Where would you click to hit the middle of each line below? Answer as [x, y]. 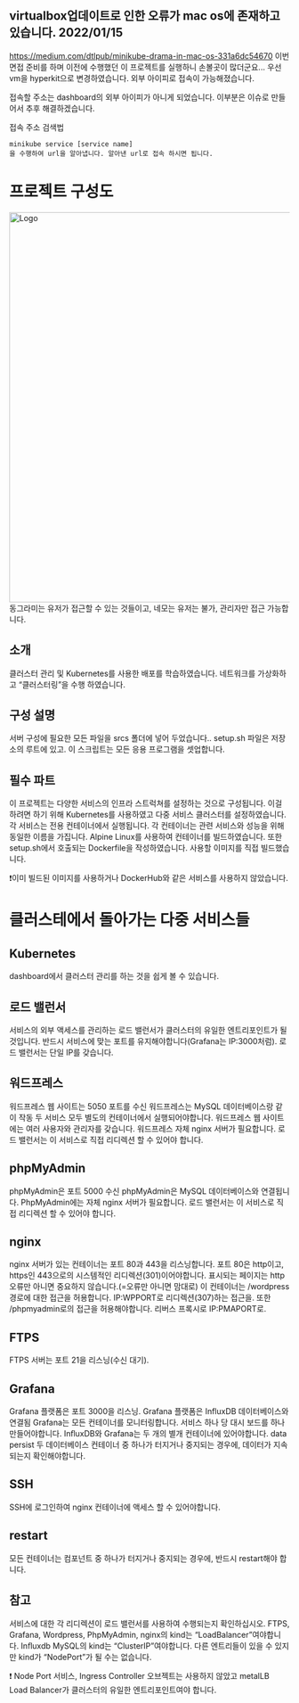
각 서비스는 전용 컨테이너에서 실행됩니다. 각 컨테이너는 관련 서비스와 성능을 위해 [147, 826]
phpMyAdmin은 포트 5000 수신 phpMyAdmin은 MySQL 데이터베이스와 [134, 1191]
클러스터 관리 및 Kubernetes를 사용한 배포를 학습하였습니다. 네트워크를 [133, 673]
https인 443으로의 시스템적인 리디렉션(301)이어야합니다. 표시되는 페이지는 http [147, 1275]
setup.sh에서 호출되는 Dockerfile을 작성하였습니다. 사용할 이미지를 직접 [134, 848]
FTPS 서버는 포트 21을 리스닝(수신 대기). [79, 1360]
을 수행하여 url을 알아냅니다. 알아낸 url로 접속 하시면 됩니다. [111, 153]
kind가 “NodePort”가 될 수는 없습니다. [85, 1657]
